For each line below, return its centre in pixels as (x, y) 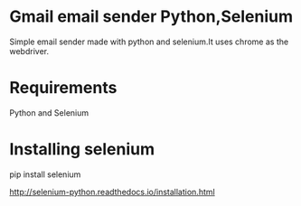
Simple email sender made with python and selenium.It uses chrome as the (149, 42)
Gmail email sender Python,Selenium (151, 17)
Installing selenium (82, 150)
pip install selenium (45, 174)
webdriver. (29, 51)
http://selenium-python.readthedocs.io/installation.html (112, 192)
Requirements (63, 88)
